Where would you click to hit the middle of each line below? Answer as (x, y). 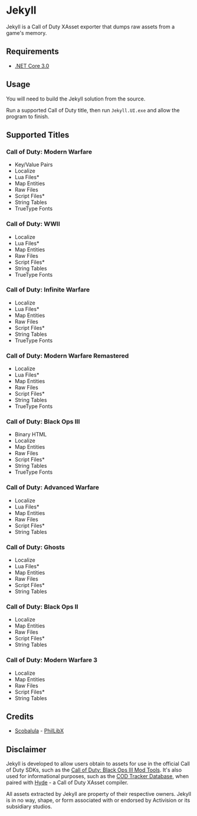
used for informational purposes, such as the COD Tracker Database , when (98, 776)
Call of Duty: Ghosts (35, 547)
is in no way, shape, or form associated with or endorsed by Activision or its (98, 800)
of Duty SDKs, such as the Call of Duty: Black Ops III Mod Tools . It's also (94, 770)
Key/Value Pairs (34, 165)
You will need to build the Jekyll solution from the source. (76, 99)
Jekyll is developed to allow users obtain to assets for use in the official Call (98, 764)
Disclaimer (26, 749)
